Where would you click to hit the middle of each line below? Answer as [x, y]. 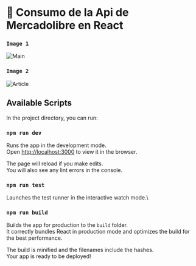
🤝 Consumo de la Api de [68, 13]
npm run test [26, 185]
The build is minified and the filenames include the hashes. [80, 250]
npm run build [27, 213]
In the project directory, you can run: [52, 118]
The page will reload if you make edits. [55, 164]
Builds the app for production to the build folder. [67, 225]
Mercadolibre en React [65, 25]
